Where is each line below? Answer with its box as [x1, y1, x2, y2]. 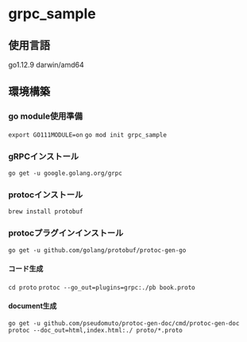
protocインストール [8, 188, 83, 200]
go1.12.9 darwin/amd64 [8, 60, 85, 69]
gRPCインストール [8, 150, 79, 161]
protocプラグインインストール [8, 227, 124, 239]
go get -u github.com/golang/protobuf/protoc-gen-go [8, 246, 187, 255]
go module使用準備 [8, 111, 83, 122]
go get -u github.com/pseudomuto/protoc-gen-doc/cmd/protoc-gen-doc [8, 319, 240, 327]
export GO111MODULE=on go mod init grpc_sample [8, 130, 167, 139]
